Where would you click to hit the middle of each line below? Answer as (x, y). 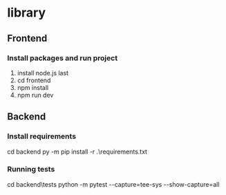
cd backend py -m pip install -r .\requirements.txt (77, 151)
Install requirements (42, 136)
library (27, 13)
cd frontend (34, 80)
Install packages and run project (63, 58)
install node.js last (43, 73)
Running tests (31, 169)
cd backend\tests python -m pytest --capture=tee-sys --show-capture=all (113, 184)
